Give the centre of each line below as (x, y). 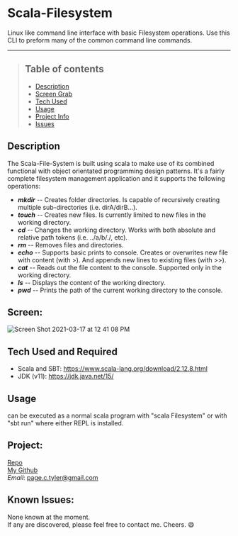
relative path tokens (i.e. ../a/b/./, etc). (73, 237)
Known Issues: (41, 500)
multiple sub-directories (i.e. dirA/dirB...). (78, 207)
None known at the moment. (49, 517)
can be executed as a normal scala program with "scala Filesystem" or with (117, 415)
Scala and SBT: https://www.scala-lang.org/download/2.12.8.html (112, 369)
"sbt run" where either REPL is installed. (66, 423)
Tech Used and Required (63, 351)
